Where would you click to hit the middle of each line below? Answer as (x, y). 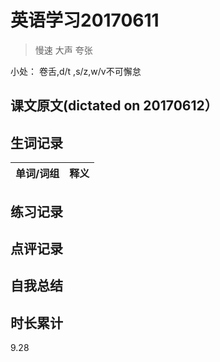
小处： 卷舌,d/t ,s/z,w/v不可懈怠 (76, 71)
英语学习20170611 (85, 20)
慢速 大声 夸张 (63, 50)
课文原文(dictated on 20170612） (114, 106)
